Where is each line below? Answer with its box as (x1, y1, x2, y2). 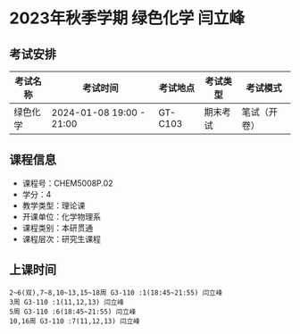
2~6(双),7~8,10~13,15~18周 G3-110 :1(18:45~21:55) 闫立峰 (9, 288, 223, 297)
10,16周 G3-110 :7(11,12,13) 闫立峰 (9, 316, 140, 326)
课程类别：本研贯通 (21, 222, 94, 233)
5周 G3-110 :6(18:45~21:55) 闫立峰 (9, 307, 137, 316)
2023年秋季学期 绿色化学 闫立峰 (9, 8, 246, 29)
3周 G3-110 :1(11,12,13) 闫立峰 (9, 297, 125, 306)
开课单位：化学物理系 (21, 211, 101, 221)
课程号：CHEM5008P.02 (21, 178, 113, 188)
